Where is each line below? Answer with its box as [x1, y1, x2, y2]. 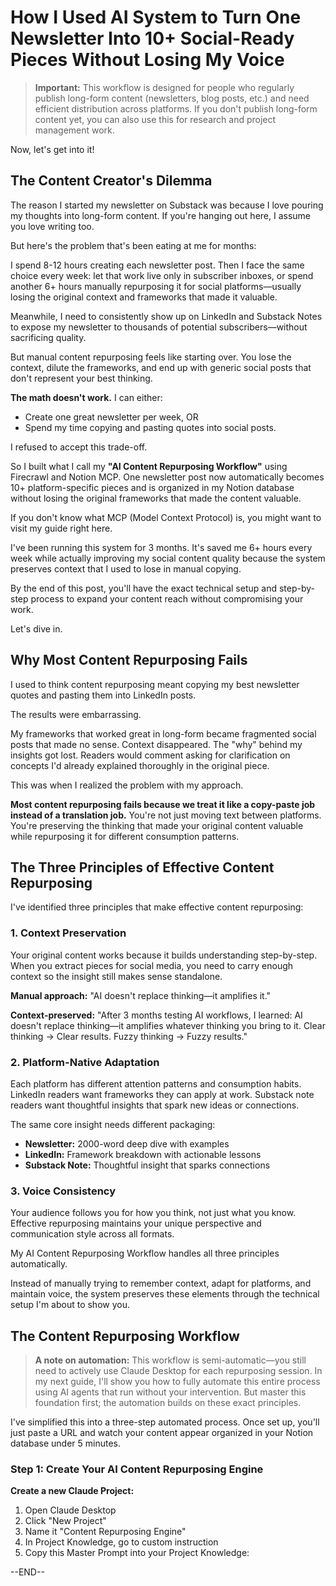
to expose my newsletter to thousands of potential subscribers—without [10, 321, 308, 333]
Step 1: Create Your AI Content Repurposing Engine [10, 1462, 264, 1476]
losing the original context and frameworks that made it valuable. [10, 291, 278, 303]
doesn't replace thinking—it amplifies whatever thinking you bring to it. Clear [10, 1019, 326, 1031]
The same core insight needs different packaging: [10, 1118, 216, 1130]
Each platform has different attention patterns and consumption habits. [10, 1077, 302, 1090]
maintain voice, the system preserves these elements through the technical [10, 1288, 320, 1300]
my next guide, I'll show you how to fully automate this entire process [34, 1376, 321, 1388]
